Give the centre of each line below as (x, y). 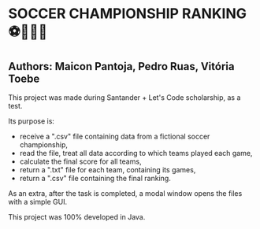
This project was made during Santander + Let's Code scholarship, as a (124, 98)
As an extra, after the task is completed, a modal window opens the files (125, 193)
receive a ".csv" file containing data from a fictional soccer (115, 136)
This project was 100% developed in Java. (77, 217)
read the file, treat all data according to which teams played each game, (136, 153)
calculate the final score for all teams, (80, 161)
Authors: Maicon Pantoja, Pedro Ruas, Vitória (121, 66)
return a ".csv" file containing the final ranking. (95, 178)
